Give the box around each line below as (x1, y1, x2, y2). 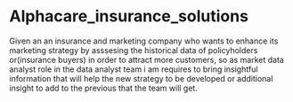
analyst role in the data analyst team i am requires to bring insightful (9, 64, 258, 75)
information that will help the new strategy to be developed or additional (9, 73, 273, 83)
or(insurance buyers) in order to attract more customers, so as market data (9, 54, 285, 65)
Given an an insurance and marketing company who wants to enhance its (9, 35, 279, 46)
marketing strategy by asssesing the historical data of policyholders (9, 44, 258, 55)
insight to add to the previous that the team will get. (9, 82, 198, 93)
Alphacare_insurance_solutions (9, 6, 249, 27)
